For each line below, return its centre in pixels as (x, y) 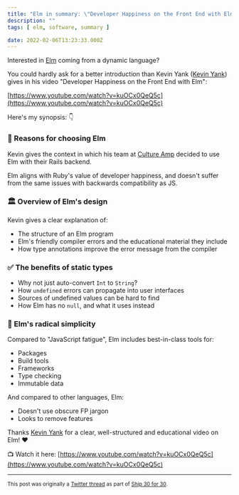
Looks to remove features (55, 419)
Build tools (33, 361)
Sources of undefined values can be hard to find (89, 298)
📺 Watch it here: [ (34, 454)
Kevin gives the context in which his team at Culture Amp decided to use (114, 154)
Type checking (39, 376)
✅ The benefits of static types (60, 267)
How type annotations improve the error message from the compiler (117, 249)
